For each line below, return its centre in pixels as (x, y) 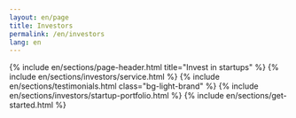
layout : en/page (39, 17)
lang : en (25, 42)
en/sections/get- (256, 96)
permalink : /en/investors (57, 34)
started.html (31, 105)
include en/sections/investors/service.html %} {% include (114, 77)
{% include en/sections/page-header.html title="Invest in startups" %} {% (144, 67)
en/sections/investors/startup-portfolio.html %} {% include (117, 96)
